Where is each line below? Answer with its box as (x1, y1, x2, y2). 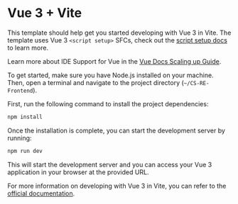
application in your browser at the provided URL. (7, 168, 149, 176)
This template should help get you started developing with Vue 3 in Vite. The (7, 28, 232, 37)
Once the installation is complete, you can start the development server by (7, 126, 226, 135)
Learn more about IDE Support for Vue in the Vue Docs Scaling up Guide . (7, 57, 222, 65)
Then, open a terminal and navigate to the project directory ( (7, 78, 185, 86)
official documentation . (7, 189, 75, 198)
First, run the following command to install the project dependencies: (7, 99, 209, 108)
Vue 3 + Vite (7, 5, 82, 21)
